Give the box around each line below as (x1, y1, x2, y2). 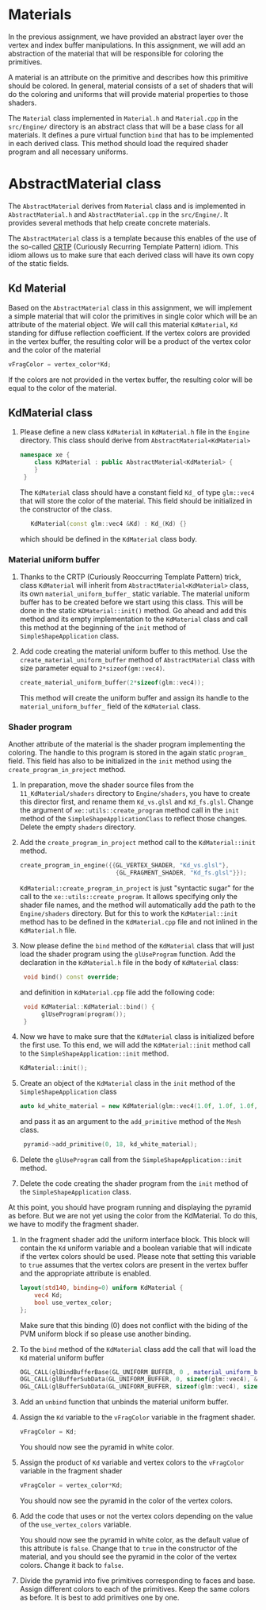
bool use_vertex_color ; (34, 1299, 112, 1307)
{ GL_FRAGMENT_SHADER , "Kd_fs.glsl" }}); (116, 869, 248, 877)
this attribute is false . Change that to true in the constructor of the (19, 1543, 237, 1553)
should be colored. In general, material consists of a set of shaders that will (8, 81, 253, 91)
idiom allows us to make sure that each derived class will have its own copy (8, 250, 255, 260)
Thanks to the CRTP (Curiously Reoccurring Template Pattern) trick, (19, 572, 241, 581)
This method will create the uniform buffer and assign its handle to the (19, 693, 249, 702)
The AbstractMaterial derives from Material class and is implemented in (8, 201, 246, 210)
